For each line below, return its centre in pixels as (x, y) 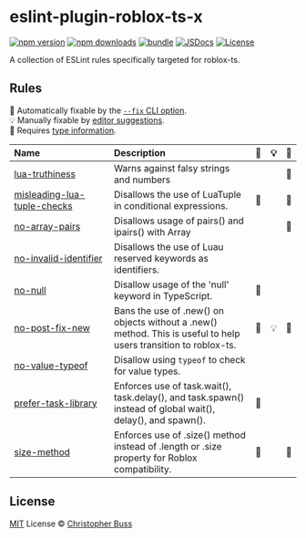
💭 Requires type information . (63, 130)
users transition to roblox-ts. (175, 345)
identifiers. (136, 269)
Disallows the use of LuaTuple (177, 194)
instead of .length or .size (168, 446)
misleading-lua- (50, 194)
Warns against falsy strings (172, 168)
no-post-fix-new (52, 327)
